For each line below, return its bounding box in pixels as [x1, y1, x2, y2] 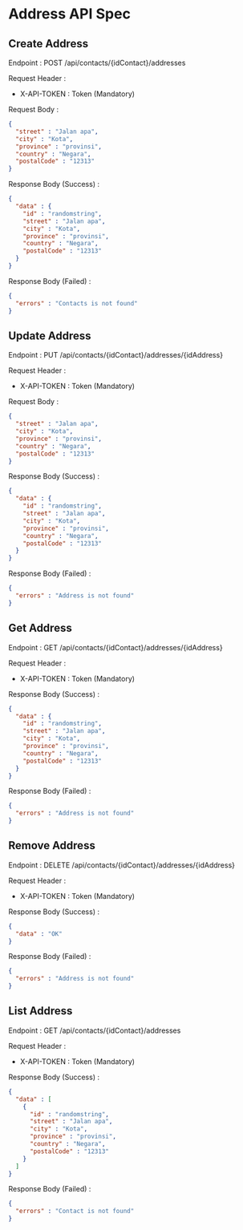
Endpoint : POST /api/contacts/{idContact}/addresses [8, 58, 186, 67]
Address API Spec [8, 5, 131, 23]
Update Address [8, 329, 91, 342]
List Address [8, 1004, 73, 1018]
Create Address [8, 37, 89, 51]
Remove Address [8, 839, 96, 852]
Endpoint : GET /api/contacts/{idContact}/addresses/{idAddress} [8, 642, 223, 652]
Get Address [8, 621, 72, 635]
